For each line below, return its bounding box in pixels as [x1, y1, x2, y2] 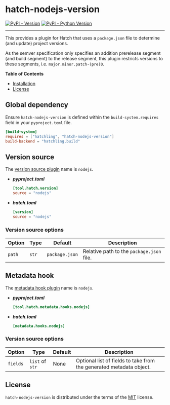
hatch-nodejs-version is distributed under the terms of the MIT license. [5, 394, 154, 400]
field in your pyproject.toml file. [5, 119, 72, 125]
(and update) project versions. [5, 40, 68, 46]
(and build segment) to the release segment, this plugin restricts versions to [5, 55, 163, 61]
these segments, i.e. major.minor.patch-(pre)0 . [5, 61, 105, 67]
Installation [12, 80, 36, 87]
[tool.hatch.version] [12, 186, 58, 191]
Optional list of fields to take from [75, 357, 155, 364]
